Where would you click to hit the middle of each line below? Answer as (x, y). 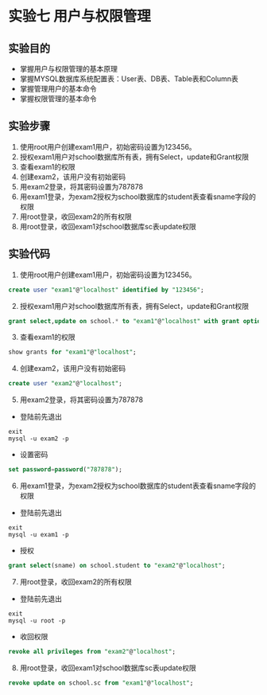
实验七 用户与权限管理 (79, 16)
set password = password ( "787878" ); (66, 470)
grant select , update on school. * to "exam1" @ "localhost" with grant (124, 321)
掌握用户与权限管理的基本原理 (68, 69)
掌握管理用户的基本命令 (58, 89)
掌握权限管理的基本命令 (58, 99)
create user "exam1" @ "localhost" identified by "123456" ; (106, 290)
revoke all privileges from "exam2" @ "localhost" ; (92, 651)
